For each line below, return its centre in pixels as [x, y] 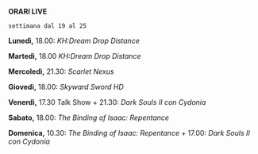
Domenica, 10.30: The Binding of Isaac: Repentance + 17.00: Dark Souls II [129, 133]
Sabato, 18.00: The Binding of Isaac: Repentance [89, 117]
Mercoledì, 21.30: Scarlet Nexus [61, 71]
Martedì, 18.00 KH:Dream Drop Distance [75, 56]
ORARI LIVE [28, 12]
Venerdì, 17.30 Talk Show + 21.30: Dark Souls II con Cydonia [107, 102]
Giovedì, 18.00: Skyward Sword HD [66, 87]
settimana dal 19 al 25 [48, 26]
